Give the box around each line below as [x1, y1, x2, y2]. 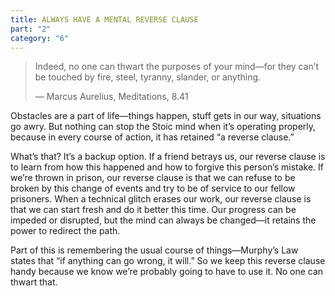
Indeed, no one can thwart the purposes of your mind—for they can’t [34, 61, 320, 73]
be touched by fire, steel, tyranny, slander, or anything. [34, 71, 262, 83]
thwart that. [10, 276, 58, 288]
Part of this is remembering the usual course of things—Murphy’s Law [10, 244, 299, 256]
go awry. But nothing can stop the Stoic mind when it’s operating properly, [10, 121, 317, 133]
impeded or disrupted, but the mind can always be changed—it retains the [10, 214, 317, 226]
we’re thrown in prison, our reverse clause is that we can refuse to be [10, 172, 296, 184]
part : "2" [10, 24, 52, 34]
